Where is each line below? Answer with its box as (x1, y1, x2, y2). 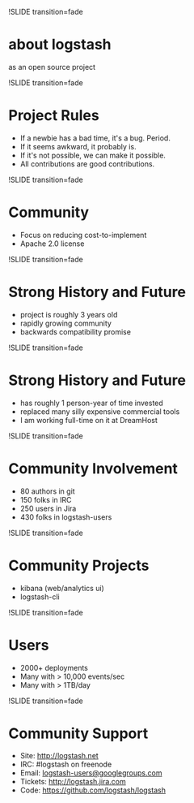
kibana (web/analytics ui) (19, 583, 105, 593)
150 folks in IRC (19, 494, 72, 504)
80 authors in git (19, 486, 75, 496)
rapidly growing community (19, 318, 112, 328)
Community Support (8, 724, 149, 742)
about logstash (8, 36, 112, 54)
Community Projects (8, 556, 150, 575)
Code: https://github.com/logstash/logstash (19, 785, 166, 795)
